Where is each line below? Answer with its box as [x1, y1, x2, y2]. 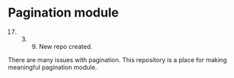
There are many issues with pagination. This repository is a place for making [8, 55, 227, 64]
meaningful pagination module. [8, 63, 97, 71]
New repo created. [38, 42, 93, 50]
